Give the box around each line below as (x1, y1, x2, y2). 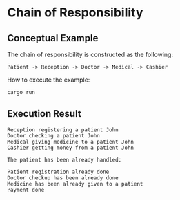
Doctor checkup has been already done (7, 174, 119, 181)
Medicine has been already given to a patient (7, 180, 143, 187)
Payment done (7, 186, 45, 193)
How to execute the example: (7, 76, 90, 84)
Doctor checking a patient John (7, 132, 100, 139)
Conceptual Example (7, 32, 99, 44)
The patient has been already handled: (7, 156, 122, 163)
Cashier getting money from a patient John (7, 144, 134, 151)
